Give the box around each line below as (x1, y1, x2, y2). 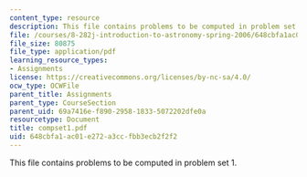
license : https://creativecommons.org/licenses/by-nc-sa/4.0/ (9, 73, 251, 82)
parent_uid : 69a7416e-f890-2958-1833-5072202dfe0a (9, 107, 206, 116)
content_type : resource (9, 13, 101, 23)
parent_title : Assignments (9, 89, 112, 99)
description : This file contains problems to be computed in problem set (9, 22, 297, 31)
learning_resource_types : (9, 56, 108, 65)
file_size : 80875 (9, 38, 76, 48)
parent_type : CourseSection (9, 98, 117, 108)
